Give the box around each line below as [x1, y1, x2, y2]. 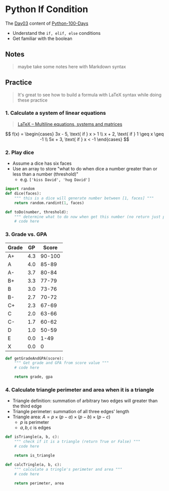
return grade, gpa [14, 374, 53, 380]
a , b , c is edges [20, 425, 51, 431]
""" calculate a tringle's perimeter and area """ [14, 467, 123, 472]
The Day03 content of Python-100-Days [5, 20, 89, 26]
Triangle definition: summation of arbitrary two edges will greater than [12, 398, 158, 404]
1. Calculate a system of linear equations [5, 110, 106, 117]
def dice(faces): [5, 191, 42, 196]
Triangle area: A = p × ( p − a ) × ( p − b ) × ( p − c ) [12, 414, 111, 420]
